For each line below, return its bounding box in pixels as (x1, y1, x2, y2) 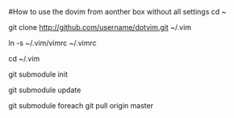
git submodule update (8, 85, 81, 95)
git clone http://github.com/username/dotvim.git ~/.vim (8, 23, 192, 32)
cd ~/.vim (8, 54, 40, 63)
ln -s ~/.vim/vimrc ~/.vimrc (8, 38, 97, 48)
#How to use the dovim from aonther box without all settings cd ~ (8, 7, 227, 16)
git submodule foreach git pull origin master (8, 101, 154, 110)
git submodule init (8, 70, 69, 79)
